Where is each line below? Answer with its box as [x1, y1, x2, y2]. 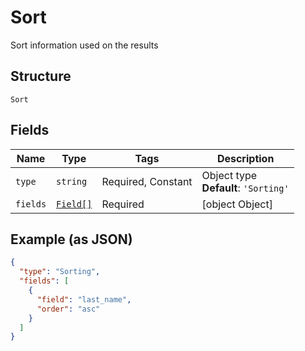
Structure [10, 68, 72, 85]
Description [216, 151, 275, 165]
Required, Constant [101, 174, 193, 188]
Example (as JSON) [10, 231, 133, 248]
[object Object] [201, 197, 273, 211]
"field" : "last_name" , [36, 294, 132, 305]
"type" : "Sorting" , [19, 267, 101, 277]
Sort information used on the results [10, 39, 159, 51]
